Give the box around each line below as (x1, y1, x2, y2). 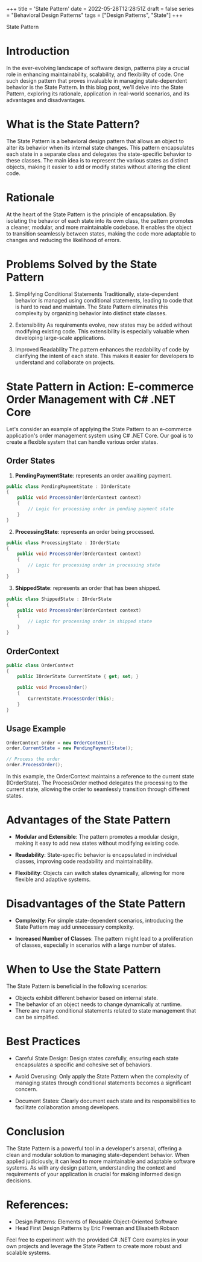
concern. (14, 1085, 38, 1092)
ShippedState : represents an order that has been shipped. (14, 584, 161, 591)
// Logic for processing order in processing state (28, 562, 161, 568)
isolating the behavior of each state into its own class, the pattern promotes (6, 217, 194, 224)
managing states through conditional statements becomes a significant (14, 1079, 192, 1086)
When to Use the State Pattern (6, 963, 161, 976)
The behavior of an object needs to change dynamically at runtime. (14, 1001, 182, 1008)
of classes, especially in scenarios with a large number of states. (14, 941, 176, 949)
